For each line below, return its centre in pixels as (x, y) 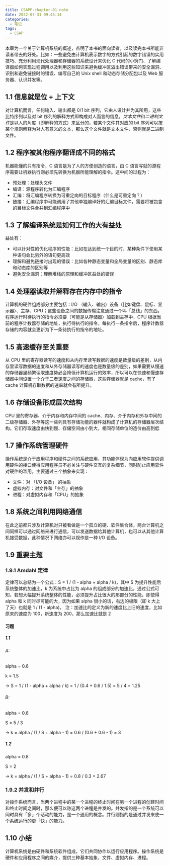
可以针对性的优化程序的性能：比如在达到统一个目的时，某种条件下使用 (85, 249)
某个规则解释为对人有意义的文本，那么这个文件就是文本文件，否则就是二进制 (84, 129)
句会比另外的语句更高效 (46, 255)
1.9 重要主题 (24, 554)
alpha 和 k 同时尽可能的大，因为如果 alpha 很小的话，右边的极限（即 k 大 (80, 601)
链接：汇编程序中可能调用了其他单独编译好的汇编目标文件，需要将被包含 (87, 201)
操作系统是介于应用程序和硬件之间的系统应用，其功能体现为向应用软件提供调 (84, 459)
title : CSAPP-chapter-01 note (37, 10)
